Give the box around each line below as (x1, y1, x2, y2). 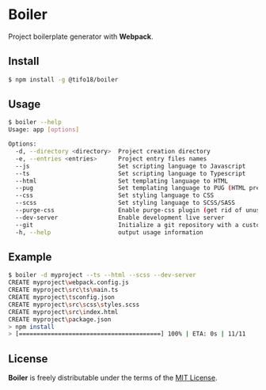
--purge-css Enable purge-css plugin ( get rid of (15, 206, 243, 214)
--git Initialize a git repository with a (15, 221, 239, 229)
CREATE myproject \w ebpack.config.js (8, 278, 129, 286)
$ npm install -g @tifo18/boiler (8, 75, 119, 84)
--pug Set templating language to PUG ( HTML (15, 184, 246, 192)
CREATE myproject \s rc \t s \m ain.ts (8, 286, 119, 294)
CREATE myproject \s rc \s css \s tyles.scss (8, 301, 140, 309)
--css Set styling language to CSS (15, 191, 215, 199)
